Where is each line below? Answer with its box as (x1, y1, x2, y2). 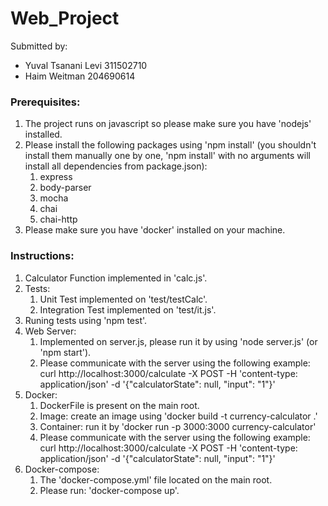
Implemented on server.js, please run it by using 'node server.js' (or (39, 335, 318, 347)
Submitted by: (10, 40, 68, 52)
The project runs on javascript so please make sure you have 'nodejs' (24, 118, 312, 130)
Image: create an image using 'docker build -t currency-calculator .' (39, 410, 318, 422)
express (39, 171, 73, 183)
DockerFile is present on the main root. (39, 399, 200, 411)
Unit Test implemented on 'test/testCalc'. (39, 293, 208, 305)
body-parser (39, 182, 92, 194)
